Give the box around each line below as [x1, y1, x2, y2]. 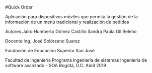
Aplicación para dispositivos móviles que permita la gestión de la [5, 14, 138, 19]
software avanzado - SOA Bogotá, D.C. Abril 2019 [5, 63, 107, 68]
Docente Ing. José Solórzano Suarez [5, 38, 80, 44]
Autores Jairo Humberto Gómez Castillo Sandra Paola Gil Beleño [5, 29, 137, 34]
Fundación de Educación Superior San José [5, 48, 95, 53]
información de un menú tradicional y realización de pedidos [5, 19, 129, 25]
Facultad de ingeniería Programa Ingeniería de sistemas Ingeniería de [5, 57, 148, 63]
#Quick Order [5, 4, 33, 10]
